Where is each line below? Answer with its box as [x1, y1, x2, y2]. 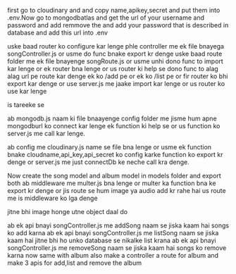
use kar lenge [7, 87, 47, 95]
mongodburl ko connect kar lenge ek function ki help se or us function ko [7, 122, 221, 130]
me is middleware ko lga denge [7, 194, 98, 202]
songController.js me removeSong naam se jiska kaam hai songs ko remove [7, 244, 227, 252]
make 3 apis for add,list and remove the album [7, 259, 142, 267]
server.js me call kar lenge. [7, 130, 86, 137]
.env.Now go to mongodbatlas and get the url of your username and [7, 13, 205, 22]
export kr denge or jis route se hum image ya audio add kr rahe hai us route [7, 187, 227, 194]
